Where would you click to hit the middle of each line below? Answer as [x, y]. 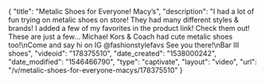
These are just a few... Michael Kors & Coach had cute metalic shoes [121, 36]
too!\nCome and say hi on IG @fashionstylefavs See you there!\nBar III [124, 45]
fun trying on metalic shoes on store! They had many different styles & [123, 20]
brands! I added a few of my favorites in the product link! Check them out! [129, 28]
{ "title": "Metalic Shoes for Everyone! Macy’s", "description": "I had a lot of [131, 11]
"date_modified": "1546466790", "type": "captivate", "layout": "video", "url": [132, 62]
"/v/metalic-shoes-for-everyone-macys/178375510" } [95, 70]
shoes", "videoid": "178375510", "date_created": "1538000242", [113, 53]
